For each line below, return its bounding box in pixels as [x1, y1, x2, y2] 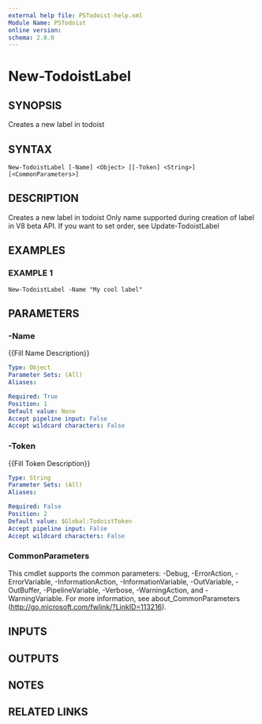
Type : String [8, 474, 51, 482]
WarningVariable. [8, 593, 65, 603]
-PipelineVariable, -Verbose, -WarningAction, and [43, 585, 204, 595]
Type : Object [8, 364, 51, 371]
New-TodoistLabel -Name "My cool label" [8, 285, 144, 293]
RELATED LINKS [8, 705, 88, 718]
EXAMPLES [8, 244, 65, 257]
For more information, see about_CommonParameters [65, 593, 241, 603]
